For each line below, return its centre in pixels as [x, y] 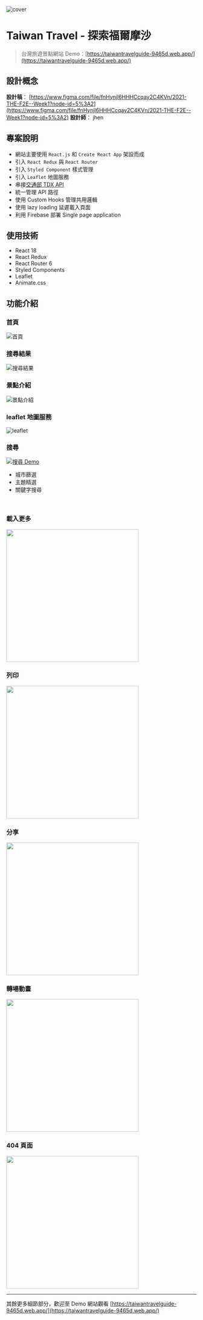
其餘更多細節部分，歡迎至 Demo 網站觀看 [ [59, 1304]
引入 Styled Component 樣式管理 [54, 169]
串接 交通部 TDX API [40, 184]
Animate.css [31, 283]
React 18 [26, 251]
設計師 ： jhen [87, 117]
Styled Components [40, 270]
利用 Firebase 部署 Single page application [68, 215]
